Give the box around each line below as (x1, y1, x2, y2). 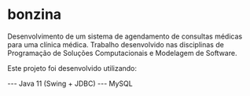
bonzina (7, 6, 62, 24)
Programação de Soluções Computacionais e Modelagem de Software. (7, 48, 237, 57)
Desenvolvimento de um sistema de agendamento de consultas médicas (7, 31, 243, 41)
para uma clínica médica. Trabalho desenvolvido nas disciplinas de (7, 39, 225, 49)
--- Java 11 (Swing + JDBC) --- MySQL (7, 79, 133, 88)
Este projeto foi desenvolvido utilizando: (7, 63, 138, 72)
